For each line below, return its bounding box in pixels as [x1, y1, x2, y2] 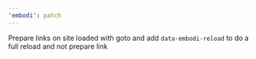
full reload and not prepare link [8, 41, 108, 51]
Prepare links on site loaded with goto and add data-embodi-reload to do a [8, 33, 250, 42]
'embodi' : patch [8, 11, 61, 20]
